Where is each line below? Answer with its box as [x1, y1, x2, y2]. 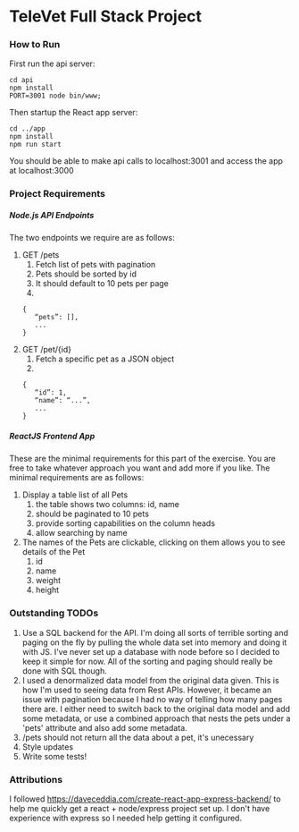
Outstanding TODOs [9, 607, 99, 619]
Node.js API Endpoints [9, 210, 95, 220]
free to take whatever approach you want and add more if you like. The [9, 463, 270, 473]
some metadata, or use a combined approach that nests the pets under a [21, 713, 291, 724]
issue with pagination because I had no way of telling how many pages [21, 693, 283, 704]
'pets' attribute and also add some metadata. [21, 722, 187, 733]
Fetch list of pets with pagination [35, 259, 156, 270]
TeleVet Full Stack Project [9, 6, 203, 27]
